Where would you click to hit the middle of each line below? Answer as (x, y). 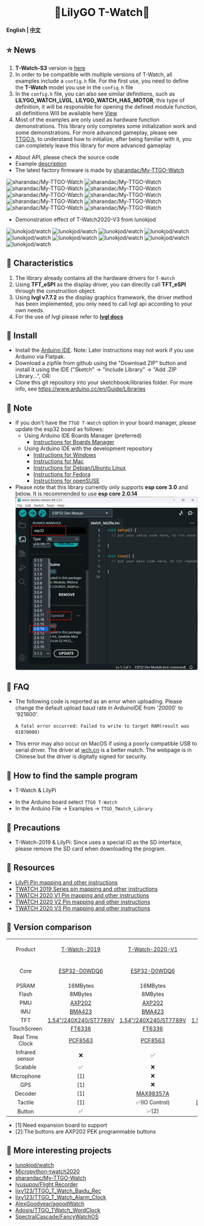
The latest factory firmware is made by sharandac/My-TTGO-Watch (100, 170)
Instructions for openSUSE (66, 481)
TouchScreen (25, 1029)
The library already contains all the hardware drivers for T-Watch (95, 278)
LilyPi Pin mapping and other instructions (66, 882)
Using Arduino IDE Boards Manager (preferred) (83, 436)
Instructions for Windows (65, 455)
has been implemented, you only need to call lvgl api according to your (104, 304)
